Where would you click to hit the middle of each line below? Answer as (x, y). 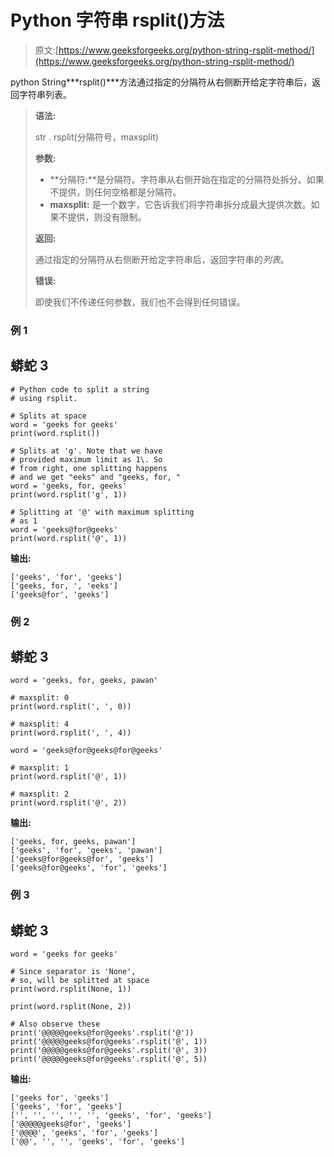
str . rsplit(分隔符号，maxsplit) (96, 137)
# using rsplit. (44, 398)
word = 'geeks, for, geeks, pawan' (84, 681)
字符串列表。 (45, 94)
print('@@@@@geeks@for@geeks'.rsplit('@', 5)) (109, 1059)
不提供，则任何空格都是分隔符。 (115, 192)
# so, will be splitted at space (80, 981)
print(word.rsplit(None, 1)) (71, 989)
